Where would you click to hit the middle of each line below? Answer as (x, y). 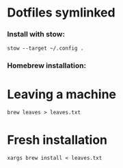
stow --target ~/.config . (45, 49)
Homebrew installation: (47, 65)
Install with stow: (36, 34)
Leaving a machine (61, 94)
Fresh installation (57, 140)
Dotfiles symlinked (61, 13)
